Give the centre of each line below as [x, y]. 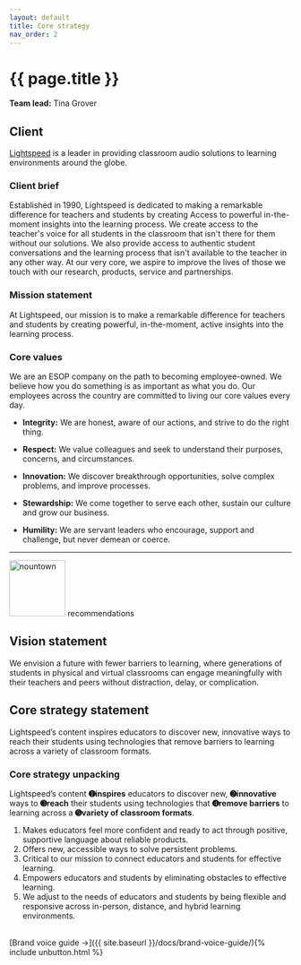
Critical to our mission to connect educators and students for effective [152, 858]
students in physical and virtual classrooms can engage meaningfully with [146, 672]
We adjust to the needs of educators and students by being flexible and [154, 896]
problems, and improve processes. [86, 486]
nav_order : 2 [34, 34]
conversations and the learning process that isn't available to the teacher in [148, 253]
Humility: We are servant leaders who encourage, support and [138, 530]
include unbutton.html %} [56, 952]
